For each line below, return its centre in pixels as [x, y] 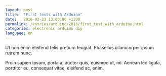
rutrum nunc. [19, 53]
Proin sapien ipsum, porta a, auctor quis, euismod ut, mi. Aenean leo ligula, [83, 63]
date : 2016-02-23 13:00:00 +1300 [43, 19]
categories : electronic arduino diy [44, 29]
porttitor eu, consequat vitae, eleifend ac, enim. [55, 68]
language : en [19, 33]
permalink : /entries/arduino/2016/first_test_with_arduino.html [74, 24]
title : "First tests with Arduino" [44, 15]
